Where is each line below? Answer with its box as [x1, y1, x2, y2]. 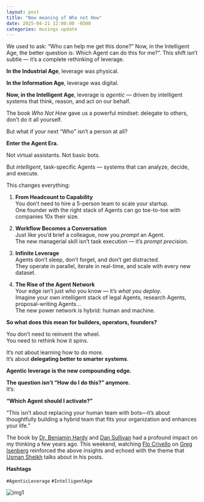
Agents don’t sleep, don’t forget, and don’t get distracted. [15, 256, 160, 263]
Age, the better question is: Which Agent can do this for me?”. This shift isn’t [6, 49, 198, 57]
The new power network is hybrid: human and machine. [15, 307, 155, 315]
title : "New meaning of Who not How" [6, 15, 102, 21]
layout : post [6, 9, 40, 15]
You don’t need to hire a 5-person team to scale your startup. [15, 200, 169, 208]
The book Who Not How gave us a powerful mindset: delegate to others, [6, 109, 188, 117]
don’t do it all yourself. [6, 116, 62, 123]
